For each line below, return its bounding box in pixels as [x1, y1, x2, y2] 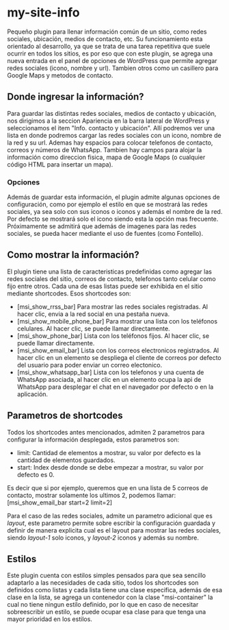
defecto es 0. [16, 470, 55, 478]
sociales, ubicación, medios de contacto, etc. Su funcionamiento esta [7, 34, 203, 43]
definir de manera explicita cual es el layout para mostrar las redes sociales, [7, 526, 221, 534]
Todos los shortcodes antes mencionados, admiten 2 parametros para [7, 428, 205, 436]
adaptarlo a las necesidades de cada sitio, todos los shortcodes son [7, 579, 199, 587]
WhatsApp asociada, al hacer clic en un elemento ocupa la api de [16, 375, 202, 383]
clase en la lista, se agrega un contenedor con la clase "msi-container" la [7, 593, 213, 601]
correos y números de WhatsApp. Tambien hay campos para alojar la [7, 145, 202, 154]
